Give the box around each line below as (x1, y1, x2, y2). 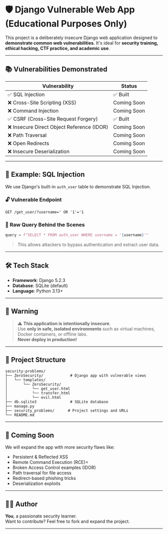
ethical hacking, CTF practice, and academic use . (5, 45, 110, 51)
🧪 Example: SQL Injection (5, 170, 85, 179)
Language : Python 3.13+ (12, 288, 63, 294)
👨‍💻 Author (5, 499, 38, 508)
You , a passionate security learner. (5, 513, 77, 519)
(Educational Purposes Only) (5, 18, 127, 30)
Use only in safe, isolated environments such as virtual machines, (17, 326, 155, 332)
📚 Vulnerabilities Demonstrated (5, 65, 107, 74)
